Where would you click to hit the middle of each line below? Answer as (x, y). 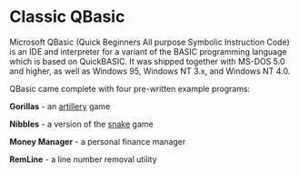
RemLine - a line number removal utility (83, 159)
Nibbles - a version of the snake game (81, 124)
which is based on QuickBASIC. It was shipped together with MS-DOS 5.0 (147, 61)
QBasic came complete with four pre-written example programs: (130, 88)
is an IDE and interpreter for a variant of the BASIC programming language (148, 51)
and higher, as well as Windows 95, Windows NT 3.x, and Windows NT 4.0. (150, 71)
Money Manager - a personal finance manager (98, 141)
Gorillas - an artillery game (60, 106)
